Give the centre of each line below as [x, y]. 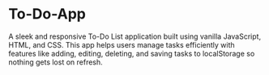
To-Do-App [47, 14]
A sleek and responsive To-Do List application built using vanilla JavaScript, [135, 36]
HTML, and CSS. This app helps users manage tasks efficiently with [122, 44]
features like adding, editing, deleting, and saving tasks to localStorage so [132, 53]
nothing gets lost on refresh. [56, 62]
